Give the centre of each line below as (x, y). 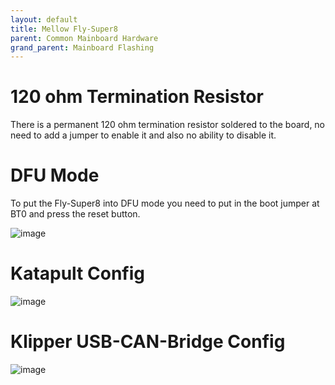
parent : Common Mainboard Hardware (84, 38)
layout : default (44, 19)
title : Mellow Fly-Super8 (64, 29)
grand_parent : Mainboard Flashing (82, 47)
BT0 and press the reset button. (75, 214)
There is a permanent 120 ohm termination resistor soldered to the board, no (168, 125)
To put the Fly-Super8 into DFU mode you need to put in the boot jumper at (165, 203)
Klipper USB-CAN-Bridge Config (148, 342)
